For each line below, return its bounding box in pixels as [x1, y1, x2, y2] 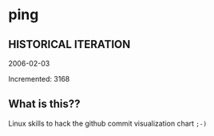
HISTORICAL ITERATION [8, 38, 131, 51]
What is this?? [8, 98, 81, 111]
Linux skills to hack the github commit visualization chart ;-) [8, 118, 208, 128]
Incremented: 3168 [8, 74, 70, 83]
